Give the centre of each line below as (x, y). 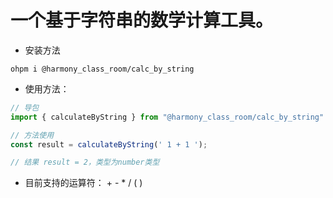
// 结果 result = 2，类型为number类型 (85, 162)
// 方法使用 (32, 135)
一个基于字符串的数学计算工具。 (142, 20)
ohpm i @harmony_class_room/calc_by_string (102, 69)
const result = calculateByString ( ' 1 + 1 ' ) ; (109, 144)
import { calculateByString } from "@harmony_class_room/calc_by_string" (167, 117)
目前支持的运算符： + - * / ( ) (83, 183)
